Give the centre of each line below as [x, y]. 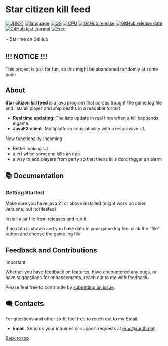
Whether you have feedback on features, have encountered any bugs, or [81, 272]
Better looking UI [30, 148]
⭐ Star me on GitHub [27, 39]
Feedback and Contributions [51, 250]
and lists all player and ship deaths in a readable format [63, 108]
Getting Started [25, 192]
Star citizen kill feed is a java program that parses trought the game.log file [84, 102]
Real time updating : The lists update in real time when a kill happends [85, 118]
